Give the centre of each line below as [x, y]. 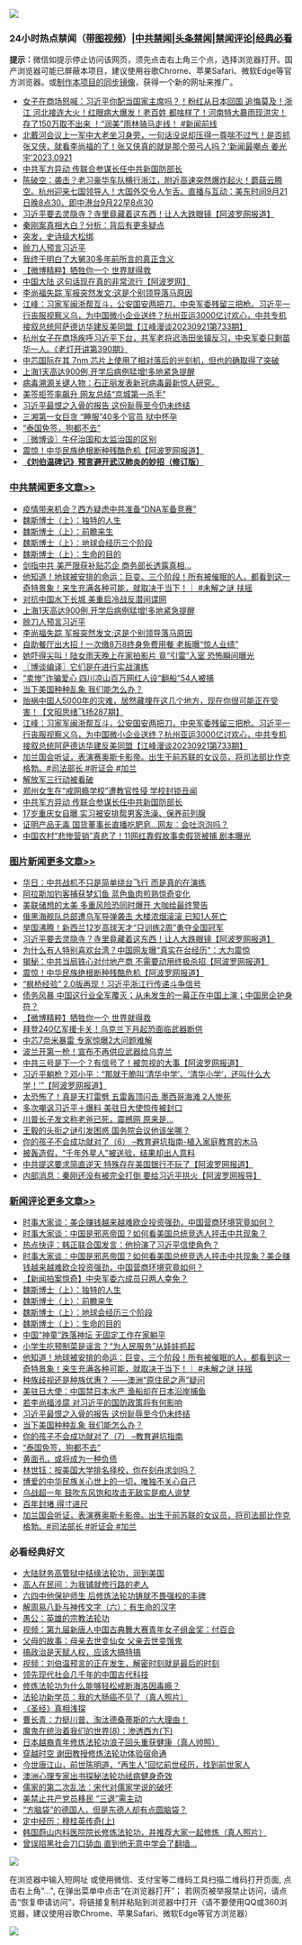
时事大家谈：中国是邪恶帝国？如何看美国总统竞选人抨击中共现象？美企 [152, 1256]
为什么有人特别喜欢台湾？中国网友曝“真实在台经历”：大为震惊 [136, 950]
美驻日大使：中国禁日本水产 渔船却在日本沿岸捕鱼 [114, 1392]
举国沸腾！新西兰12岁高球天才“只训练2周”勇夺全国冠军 [123, 927]
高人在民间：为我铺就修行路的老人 [85, 1584]
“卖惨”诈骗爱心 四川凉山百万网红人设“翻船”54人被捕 [118, 678]
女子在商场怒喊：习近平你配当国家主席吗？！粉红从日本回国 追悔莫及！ [153, 101]
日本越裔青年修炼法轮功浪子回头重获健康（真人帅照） [121, 1742]
